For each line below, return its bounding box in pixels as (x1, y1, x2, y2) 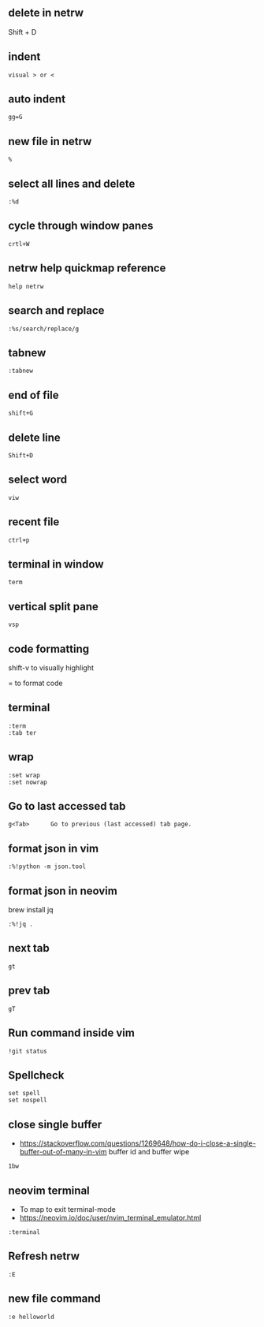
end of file (8, 388, 59, 401)
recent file (8, 516, 60, 529)
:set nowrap (8, 778, 47, 786)
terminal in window (8, 557, 104, 571)
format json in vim (8, 841, 99, 855)
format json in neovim (8, 884, 118, 897)
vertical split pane (8, 599, 99, 613)
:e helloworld (8, 1313, 55, 1321)
